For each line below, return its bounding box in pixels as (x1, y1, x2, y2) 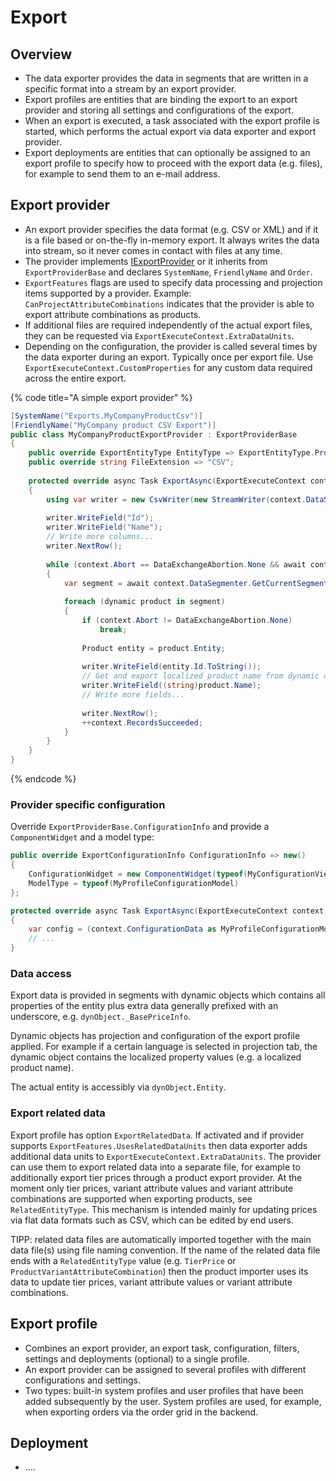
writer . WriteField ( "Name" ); (46, 522, 163, 533)
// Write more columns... (46, 532, 155, 542)
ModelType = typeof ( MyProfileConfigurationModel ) (28, 878, 240, 888)
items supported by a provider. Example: (24, 287, 192, 299)
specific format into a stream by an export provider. (24, 83, 237, 95)
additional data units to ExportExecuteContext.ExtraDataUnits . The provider (10, 1150, 322, 1162)
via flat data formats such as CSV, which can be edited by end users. (10, 1214, 295, 1226)
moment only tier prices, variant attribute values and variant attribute (10, 1182, 294, 1194)
